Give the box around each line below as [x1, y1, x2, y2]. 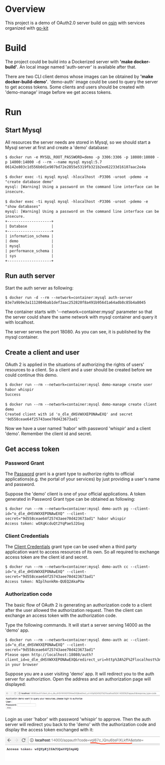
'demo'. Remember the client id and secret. [5, 431, 92, 437]
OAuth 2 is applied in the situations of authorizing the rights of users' [5, 362, 144, 367]
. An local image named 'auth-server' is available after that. [17, 64, 137, 70]
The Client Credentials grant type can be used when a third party [5, 544, 137, 550]
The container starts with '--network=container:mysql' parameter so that [5, 309, 153, 315]
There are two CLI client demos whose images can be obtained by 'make [5, 73, 154, 80]
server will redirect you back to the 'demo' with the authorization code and [5, 722, 156, 727]
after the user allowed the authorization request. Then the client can [5, 607, 143, 613]
